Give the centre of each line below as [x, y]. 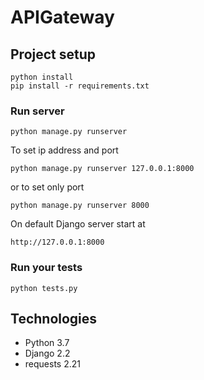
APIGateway [62, 17]
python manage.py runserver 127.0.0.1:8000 [102, 169]
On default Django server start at [78, 224]
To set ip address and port [64, 150]
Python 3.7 [47, 343]
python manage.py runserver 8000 [80, 206]
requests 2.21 [52, 364]
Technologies [54, 318]
